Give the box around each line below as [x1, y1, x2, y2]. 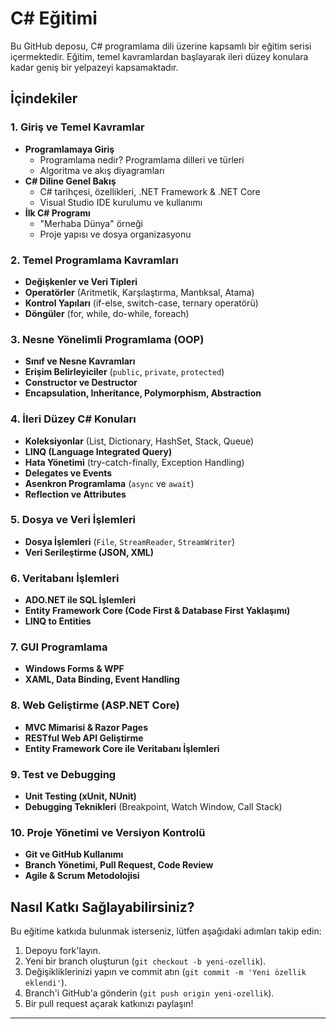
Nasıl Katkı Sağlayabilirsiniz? [10, 898, 195, 916]
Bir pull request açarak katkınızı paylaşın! [24, 998, 194, 1010]
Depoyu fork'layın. [24, 945, 101, 957]
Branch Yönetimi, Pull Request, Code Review [24, 859, 214, 871]
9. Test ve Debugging [10, 767, 117, 781]
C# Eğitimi [10, 7, 98, 30]
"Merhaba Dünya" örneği [39, 217, 143, 229]
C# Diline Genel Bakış [24, 175, 117, 187]
